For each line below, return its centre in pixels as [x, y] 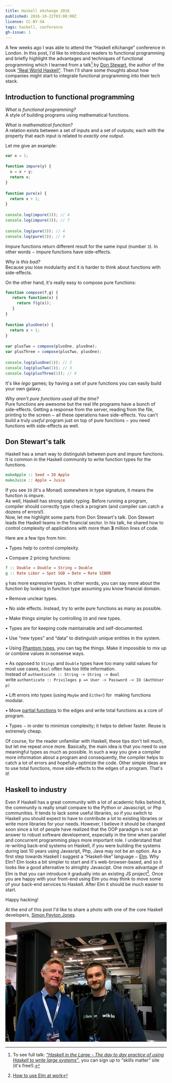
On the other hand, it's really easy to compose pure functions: [71, 282]
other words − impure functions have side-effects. [58, 252]
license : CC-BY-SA [25, 21]
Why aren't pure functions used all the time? [52, 399]
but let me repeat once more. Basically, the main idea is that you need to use [86, 746]
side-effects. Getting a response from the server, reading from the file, [80, 409]
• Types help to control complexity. [42, 548]
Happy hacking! [22, 900]
